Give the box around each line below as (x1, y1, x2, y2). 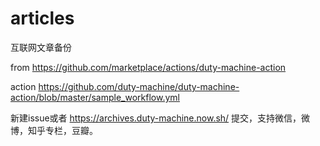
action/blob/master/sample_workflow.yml (10, 91, 180, 103)
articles (10, 7, 75, 30)
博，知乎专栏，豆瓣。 (10, 124, 98, 136)
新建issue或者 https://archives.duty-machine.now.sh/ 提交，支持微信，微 (10, 112, 311, 124)
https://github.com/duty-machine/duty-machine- (38, 80, 240, 92)
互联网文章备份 (10, 41, 72, 53)
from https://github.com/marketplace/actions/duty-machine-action (10, 61, 287, 73)
